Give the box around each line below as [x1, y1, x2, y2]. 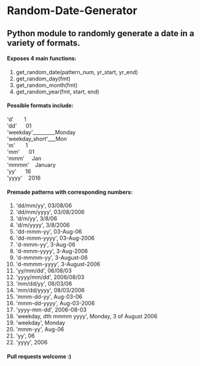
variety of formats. [7, 37, 80, 48]
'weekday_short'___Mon [7, 135, 67, 142]
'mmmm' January [7, 161, 56, 169]
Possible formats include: [7, 102, 74, 109]
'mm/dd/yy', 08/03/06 [15, 280, 72, 288]
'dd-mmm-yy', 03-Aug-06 [15, 228, 82, 235]
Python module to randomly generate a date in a [7, 28, 194, 39]
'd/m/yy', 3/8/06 [15, 215, 58, 223]
